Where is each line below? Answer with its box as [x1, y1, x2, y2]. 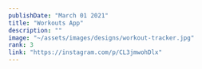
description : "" [8, 26, 62, 34]
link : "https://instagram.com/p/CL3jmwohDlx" [8, 48, 162, 56]
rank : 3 [8, 41, 34, 49]
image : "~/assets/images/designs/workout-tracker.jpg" [8, 33, 195, 42]
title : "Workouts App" [8, 19, 84, 27]
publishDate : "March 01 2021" [8, 11, 109, 20]
